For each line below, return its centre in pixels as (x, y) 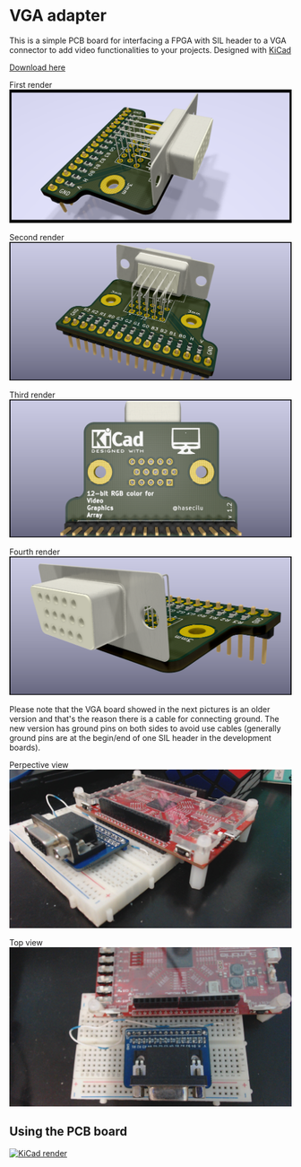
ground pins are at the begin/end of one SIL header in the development (140, 737)
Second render (37, 238)
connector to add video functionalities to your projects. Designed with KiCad (150, 49)
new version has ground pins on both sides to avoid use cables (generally (145, 728)
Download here (37, 67)
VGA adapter (58, 16)
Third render (32, 395)
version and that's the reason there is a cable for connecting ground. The (144, 718)
